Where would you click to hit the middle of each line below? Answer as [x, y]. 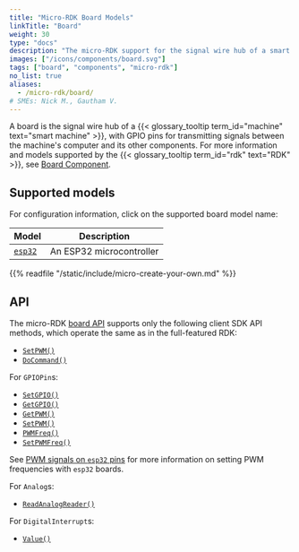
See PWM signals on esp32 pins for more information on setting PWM [137, 459]
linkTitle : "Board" [46, 26]
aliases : [26, 84]
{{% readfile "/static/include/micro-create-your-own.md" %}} [123, 273]
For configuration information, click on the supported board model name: [144, 214]
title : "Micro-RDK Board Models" [72, 17]
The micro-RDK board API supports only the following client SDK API [136, 323]
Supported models [62, 192]
